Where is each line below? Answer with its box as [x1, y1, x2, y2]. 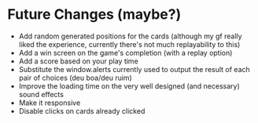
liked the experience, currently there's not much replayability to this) [18, 39, 241, 49]
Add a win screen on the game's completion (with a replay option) [18, 48, 233, 57]
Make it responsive [18, 98, 81, 107]
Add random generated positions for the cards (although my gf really [18, 31, 242, 41]
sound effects [18, 89, 64, 99]
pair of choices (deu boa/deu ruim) [18, 73, 133, 82]
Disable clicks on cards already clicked [18, 106, 146, 115]
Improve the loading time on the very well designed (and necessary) [18, 81, 241, 91]
